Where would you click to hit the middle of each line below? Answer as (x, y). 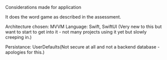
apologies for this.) (25, 52)
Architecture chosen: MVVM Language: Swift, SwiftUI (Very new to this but (83, 26)
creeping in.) (19, 37)
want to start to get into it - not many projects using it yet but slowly (76, 32)
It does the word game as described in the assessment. (63, 17)
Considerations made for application (43, 7)
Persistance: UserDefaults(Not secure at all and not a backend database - (82, 47)
